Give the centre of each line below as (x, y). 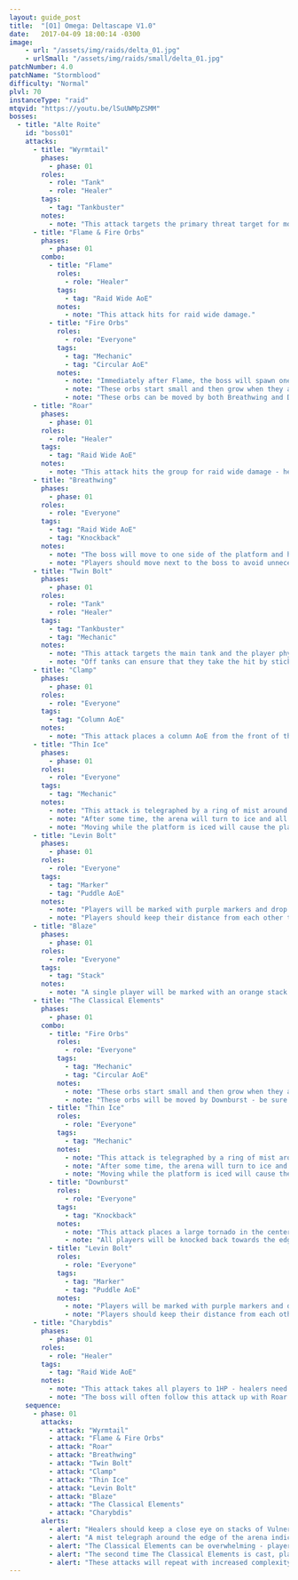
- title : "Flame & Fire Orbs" (88, 232)
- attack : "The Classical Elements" (116, 1504)
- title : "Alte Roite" (59, 125)
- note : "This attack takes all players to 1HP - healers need (168, 1389)
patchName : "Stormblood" (55, 76)
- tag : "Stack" (76, 976)
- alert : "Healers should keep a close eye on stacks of (156, 1529)
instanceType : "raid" (49, 100)
